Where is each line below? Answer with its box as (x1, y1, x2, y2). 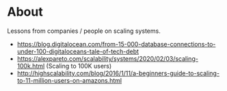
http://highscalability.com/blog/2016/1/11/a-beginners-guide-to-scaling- (16, 69, 220, 77)
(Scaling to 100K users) (46, 62, 112, 70)
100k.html (16, 62, 45, 70)
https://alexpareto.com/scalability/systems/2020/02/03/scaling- (16, 54, 198, 62)
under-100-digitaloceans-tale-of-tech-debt (16, 47, 139, 55)
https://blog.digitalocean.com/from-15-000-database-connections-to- (16, 40, 216, 48)
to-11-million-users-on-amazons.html (16, 76, 122, 84)
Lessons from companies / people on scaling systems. (7, 27, 161, 35)
